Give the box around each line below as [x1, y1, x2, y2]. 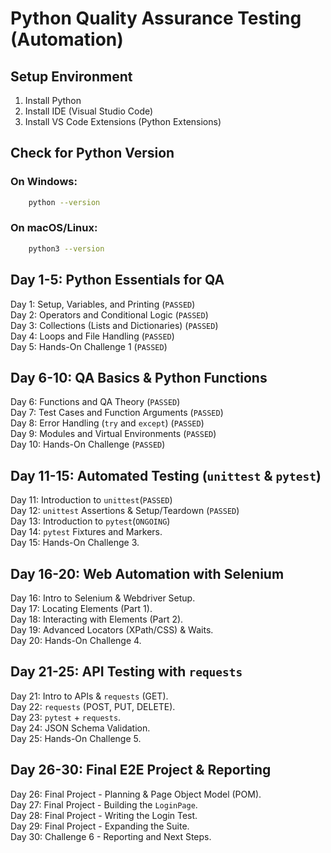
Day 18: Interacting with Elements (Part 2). [10, 613, 184, 625]
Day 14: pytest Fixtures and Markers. [10, 526, 163, 538]
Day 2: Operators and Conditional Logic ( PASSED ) [10, 308, 209, 321]
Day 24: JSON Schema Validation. [10, 722, 151, 734]
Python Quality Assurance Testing [10, 7, 302, 30]
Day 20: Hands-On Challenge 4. [10, 634, 142, 646]
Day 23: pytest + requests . [10, 711, 122, 723]
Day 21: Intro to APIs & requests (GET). [10, 690, 169, 702]
